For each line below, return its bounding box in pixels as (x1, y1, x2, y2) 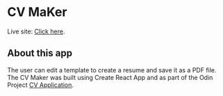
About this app (7, 47, 73, 59)
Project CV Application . (7, 81, 74, 89)
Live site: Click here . (7, 27, 65, 35)
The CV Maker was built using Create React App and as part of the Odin (7, 73, 213, 81)
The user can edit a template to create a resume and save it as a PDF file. (7, 65, 217, 74)
